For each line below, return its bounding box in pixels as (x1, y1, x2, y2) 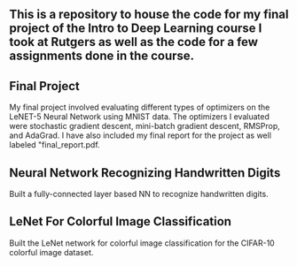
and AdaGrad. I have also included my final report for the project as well (9, 130, 272, 141)
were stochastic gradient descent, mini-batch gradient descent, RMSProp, (9, 121, 281, 132)
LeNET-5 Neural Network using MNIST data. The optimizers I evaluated (9, 111, 270, 122)
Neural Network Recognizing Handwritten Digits (9, 165, 281, 180)
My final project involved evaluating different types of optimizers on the (9, 102, 270, 113)
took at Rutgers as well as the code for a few (9, 34, 259, 49)
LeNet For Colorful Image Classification (9, 214, 232, 229)
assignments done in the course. (9, 49, 195, 64)
